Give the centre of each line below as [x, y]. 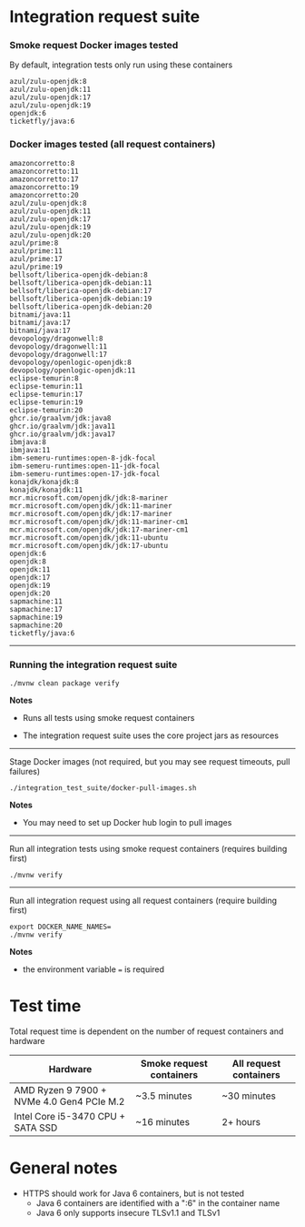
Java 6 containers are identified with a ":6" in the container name [158, 1202]
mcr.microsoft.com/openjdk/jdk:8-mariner [89, 498]
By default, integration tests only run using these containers [121, 65]
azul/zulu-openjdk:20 [50, 235]
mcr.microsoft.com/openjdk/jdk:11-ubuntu [89, 537]
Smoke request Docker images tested [94, 46]
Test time [45, 1006]
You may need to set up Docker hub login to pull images [127, 823]
